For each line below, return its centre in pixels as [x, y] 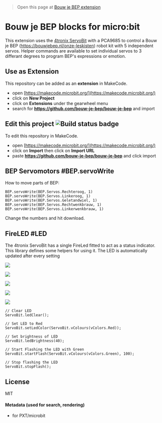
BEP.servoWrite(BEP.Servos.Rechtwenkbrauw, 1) [53, 205]
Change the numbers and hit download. [45, 218]
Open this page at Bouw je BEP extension [59, 7]
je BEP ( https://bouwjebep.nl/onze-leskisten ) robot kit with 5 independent [79, 46]
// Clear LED [18, 311]
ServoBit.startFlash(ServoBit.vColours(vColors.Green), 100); [70, 354]
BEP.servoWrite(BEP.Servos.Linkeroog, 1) [48, 196]
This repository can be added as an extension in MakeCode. [66, 83]
